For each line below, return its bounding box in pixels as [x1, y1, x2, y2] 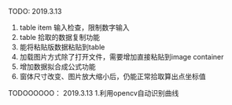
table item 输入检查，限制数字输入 [19, 23, 130, 32]
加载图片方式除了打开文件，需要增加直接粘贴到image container [19, 52, 224, 61]
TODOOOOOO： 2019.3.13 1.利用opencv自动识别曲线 [8, 89, 179, 97]
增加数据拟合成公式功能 [19, 62, 96, 71]
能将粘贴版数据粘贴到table [19, 42, 105, 52]
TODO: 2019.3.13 [8, 7, 62, 16]
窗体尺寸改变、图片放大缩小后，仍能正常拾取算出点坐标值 [19, 72, 206, 81]
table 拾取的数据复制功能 [19, 33, 101, 42]
